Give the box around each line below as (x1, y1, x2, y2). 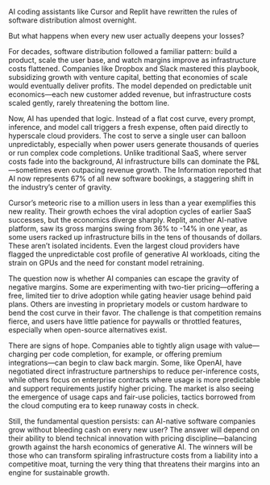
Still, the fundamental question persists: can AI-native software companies (8, 416, 256, 426)
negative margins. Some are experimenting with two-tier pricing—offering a (8, 282, 260, 291)
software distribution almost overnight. (8, 15, 137, 25)
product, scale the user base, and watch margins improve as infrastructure (8, 56, 256, 65)
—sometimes (8, 165, 52, 174)
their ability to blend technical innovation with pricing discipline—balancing (8, 433, 257, 443)
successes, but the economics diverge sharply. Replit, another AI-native (8, 215, 247, 224)
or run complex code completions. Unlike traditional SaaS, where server (8, 148, 247, 157)
